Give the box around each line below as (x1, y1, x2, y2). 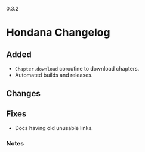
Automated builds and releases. (14, 71, 93, 78)
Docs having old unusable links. (14, 125, 94, 132)
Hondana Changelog (6, 26, 110, 39)
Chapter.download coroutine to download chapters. (14, 65, 140, 72)
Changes (6, 88, 41, 99)
